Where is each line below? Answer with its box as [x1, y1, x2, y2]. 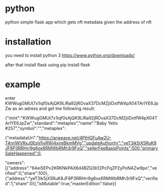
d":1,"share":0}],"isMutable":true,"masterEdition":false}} [5, 180, 117, 186]
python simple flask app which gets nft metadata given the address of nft [5, 19, 152, 25]
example [5, 79, 41, 90]
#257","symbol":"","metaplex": [5, 125, 66, 131]
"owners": [5, 160, 25, 166]
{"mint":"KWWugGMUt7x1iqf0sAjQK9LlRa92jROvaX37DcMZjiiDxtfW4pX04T [5, 115, 158, 121]
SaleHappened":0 [5, 150, 41, 156]
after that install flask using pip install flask [5, 62, 91, 67]
